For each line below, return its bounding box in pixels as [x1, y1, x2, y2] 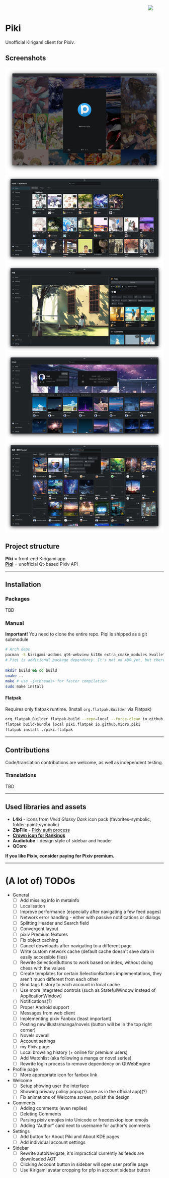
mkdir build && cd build [5, 668, 57, 673]
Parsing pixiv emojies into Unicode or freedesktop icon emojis [20, 1116, 148, 1122]
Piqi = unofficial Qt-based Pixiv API [5, 561, 78, 567]
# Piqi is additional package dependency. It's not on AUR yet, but [5, 657, 152, 663]
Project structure [5, 542, 60, 551]
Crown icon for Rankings [12, 832, 65, 838]
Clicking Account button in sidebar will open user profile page [20, 1161, 148, 1167]
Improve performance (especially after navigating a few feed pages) [20, 908, 161, 915]
